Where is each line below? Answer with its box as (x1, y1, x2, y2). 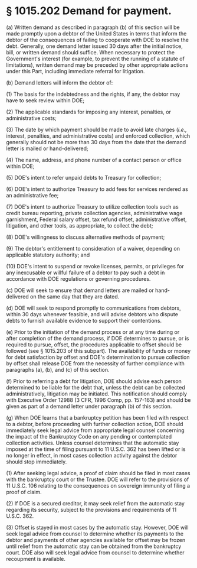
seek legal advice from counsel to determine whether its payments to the (6, 530, 184, 537)
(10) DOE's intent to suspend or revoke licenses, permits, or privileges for (6, 262, 184, 270)
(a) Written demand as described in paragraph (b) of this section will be (6, 24, 180, 31)
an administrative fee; (6, 192, 59, 199)
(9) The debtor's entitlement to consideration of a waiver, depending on (6, 245, 180, 252)
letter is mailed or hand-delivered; (6, 145, 88, 152)
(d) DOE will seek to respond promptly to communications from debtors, (6, 304, 181, 311)
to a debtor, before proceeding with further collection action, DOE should (6, 420, 183, 427)
